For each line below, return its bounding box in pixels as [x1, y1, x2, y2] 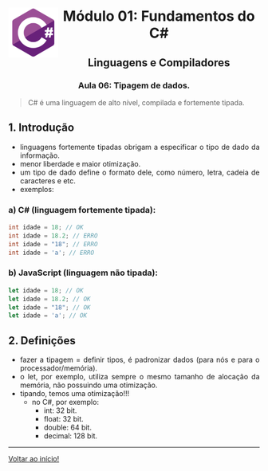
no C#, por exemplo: [31, 398, 100, 407]
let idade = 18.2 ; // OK [8, 295, 91, 303]
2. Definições [8, 334, 76, 347]
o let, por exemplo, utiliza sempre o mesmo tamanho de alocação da [19, 372, 260, 382]
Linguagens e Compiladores [87, 56, 231, 69]
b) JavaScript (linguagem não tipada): [8, 267, 158, 278]
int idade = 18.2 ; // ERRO [8, 231, 98, 240]
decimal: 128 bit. [43, 431, 98, 441]
